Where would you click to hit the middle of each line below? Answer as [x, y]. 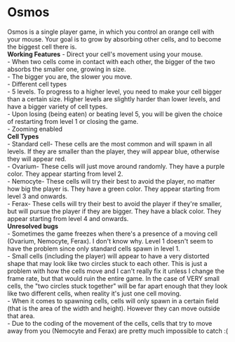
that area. [21, 316]
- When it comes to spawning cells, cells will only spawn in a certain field [113, 300]
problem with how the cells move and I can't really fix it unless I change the [116, 271]
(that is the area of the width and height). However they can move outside [114, 308]
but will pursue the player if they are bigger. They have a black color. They [114, 211]
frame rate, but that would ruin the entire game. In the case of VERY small [113, 278]
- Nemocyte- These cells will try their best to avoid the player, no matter [111, 181]
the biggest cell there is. [42, 46]
